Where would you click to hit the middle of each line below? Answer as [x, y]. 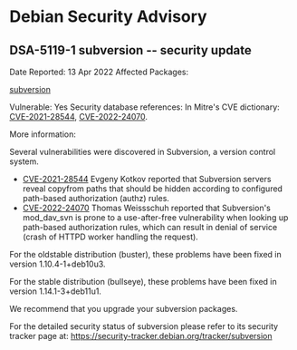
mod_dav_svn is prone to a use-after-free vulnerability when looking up [155, 218]
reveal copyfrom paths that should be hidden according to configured [153, 189]
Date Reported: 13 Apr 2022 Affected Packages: [99, 72]
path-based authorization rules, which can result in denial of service [150, 227]
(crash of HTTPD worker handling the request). [110, 237]
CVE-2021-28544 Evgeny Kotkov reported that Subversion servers [147, 179]
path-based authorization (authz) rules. [96, 198]
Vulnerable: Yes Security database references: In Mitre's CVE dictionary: [145, 107]
